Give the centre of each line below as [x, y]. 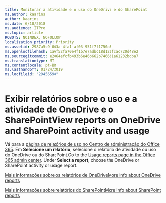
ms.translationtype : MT [30, 61]
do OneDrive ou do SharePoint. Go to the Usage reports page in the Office [80, 155]
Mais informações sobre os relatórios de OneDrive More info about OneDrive [83, 175]
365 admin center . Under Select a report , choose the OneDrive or [72, 160]
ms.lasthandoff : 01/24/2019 [34, 70]
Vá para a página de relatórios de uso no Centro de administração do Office [82, 144]
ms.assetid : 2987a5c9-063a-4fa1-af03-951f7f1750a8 [58, 47]
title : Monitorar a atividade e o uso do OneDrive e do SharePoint [76, 10]
